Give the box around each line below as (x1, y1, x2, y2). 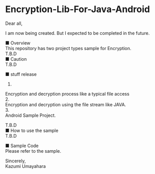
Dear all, (5, 20, 23, 26)
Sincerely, (5, 158, 26, 164)
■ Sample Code (5, 143, 39, 149)
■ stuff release (5, 71, 37, 77)
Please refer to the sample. (5, 148, 62, 154)
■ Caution (5, 56, 27, 62)
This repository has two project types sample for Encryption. (5, 45, 131, 51)
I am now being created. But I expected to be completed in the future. (5, 30, 150, 36)
